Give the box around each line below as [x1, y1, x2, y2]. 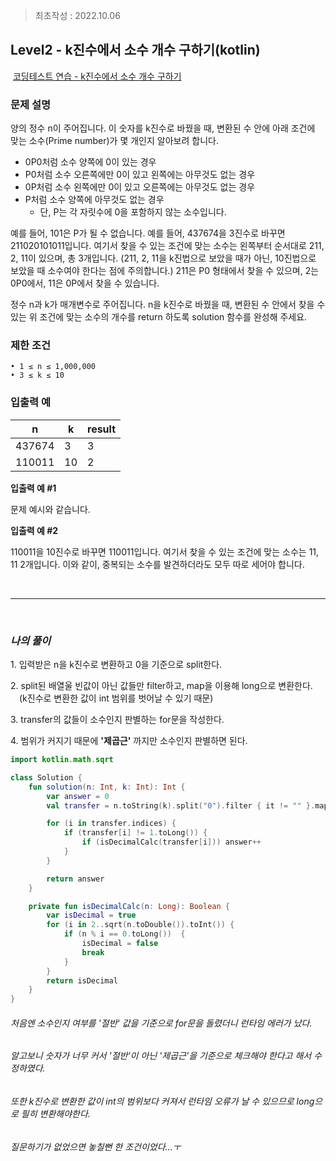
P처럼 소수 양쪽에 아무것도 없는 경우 [24, 194, 165, 206]
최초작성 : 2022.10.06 [34, 10, 121, 21]
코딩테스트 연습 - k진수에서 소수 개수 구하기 [12, 70, 182, 82]
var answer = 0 [46, 791, 110, 801]
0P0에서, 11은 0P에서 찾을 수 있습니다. [10, 277, 160, 289]
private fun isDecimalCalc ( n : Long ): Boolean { [28, 901, 230, 911]
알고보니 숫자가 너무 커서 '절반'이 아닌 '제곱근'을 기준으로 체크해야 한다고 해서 [10, 1050, 312, 1062]
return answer [46, 874, 105, 884]
